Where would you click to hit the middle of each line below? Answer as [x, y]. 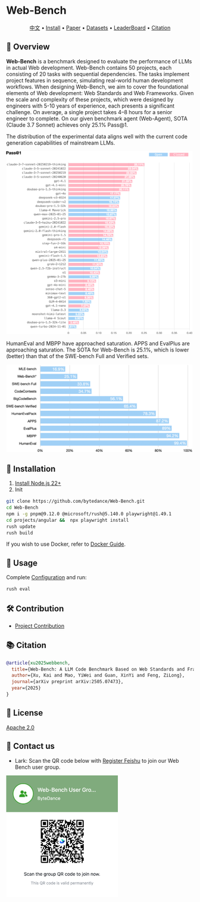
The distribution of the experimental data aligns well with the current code [97, 136]
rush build [20, 533]
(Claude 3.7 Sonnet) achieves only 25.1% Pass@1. [67, 125]
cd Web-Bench [22, 508]
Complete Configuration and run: [47, 577]
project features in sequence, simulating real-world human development [95, 80]
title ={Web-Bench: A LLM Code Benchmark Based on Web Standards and [98, 669]
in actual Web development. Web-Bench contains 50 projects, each [89, 68]
